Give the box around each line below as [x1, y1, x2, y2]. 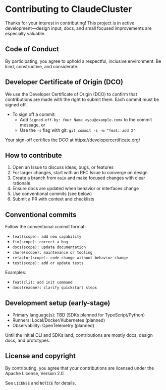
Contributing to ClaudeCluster [5, 3, 132, 15]
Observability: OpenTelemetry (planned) [12, 322, 95, 328]
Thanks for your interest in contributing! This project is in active [5, 20, 135, 26]
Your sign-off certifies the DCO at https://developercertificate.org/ [5, 137, 140, 143]
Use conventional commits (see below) [12, 191, 92, 197]
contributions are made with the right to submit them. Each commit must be [5, 96, 160, 102]
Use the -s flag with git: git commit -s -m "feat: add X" [19, 127, 136, 133]
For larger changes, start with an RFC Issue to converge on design [12, 170, 148, 176]
